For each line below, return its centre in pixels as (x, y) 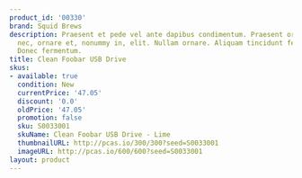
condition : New (46, 85)
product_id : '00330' (48, 18)
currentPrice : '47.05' (60, 93)
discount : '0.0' (48, 101)
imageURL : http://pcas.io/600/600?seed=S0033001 (110, 151)
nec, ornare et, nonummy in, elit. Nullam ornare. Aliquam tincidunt (150, 43)
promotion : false (50, 118)
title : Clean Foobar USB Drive (68, 59)
